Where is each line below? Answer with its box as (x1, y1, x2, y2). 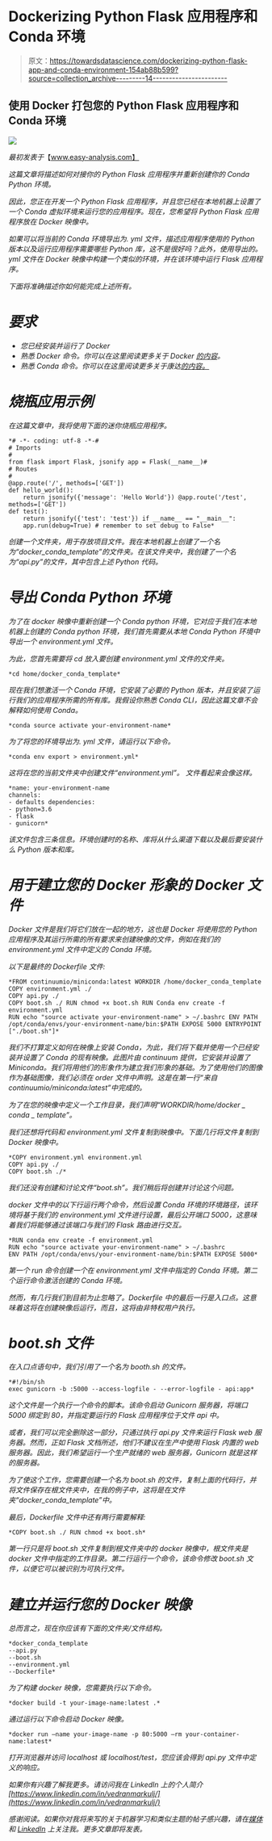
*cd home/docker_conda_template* (8, 669, 121, 678)
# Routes (8, 465, 38, 473)
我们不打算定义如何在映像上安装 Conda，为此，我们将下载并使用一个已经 (8, 1042, 253, 1052)
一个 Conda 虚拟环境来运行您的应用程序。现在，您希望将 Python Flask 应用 (8, 207, 259, 216)
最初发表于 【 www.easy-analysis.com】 (8, 152, 140, 161)
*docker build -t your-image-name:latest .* (8, 1699, 161, 1708)
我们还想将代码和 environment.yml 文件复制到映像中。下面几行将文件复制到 (8, 1127, 259, 1137)
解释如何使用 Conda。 (8, 705, 83, 715)
